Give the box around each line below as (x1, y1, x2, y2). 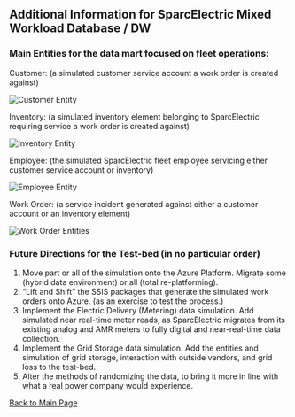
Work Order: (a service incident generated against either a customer (9, 198, 259, 209)
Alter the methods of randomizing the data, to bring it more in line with (21, 371, 279, 382)
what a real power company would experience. (21, 380, 194, 390)
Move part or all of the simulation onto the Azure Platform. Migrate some (21, 267, 286, 278)
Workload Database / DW (9, 21, 151, 36)
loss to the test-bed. (21, 361, 97, 372)
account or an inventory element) (9, 208, 131, 219)
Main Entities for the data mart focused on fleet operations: (9, 48, 269, 60)
